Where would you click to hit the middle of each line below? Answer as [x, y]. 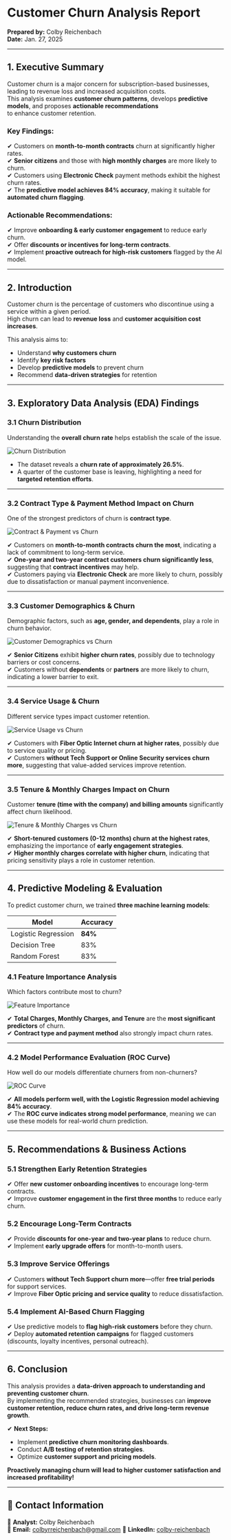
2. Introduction [40, 287]
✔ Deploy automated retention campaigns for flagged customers [100, 1334]
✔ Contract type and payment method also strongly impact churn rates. [110, 1033]
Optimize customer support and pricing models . [87, 1457]
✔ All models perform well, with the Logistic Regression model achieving [113, 1099]
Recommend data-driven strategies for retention [87, 375]
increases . [22, 326]
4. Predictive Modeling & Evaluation [85, 888]
